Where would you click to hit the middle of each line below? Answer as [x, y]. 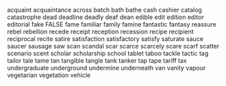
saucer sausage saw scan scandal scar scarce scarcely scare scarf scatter [113, 46]
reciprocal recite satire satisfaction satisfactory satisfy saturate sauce [105, 39]
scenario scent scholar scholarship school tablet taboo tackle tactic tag [108, 53]
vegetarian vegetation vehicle [49, 75]
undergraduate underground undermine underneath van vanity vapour [106, 68]
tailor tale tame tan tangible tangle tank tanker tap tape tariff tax [97, 60]
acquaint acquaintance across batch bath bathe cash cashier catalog [104, 10]
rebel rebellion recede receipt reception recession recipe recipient [100, 31]
